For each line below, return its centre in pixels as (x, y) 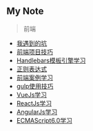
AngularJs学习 (37, 112)
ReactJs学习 (34, 103)
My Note (25, 11)
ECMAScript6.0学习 (44, 120)
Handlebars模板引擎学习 (51, 60)
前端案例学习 (34, 78)
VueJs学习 (32, 95)
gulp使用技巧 (35, 86)
